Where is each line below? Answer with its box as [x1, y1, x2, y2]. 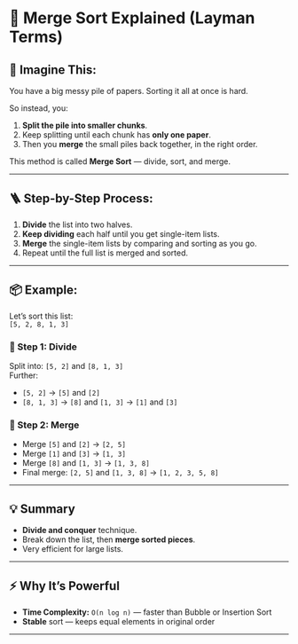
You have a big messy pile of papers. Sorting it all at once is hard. [9, 86, 248, 96]
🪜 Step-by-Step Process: [9, 191, 153, 207]
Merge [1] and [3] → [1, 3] [21, 448, 127, 459]
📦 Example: [9, 283, 78, 298]
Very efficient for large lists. [21, 544, 124, 554]
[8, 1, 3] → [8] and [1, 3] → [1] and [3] [21, 397, 178, 407]
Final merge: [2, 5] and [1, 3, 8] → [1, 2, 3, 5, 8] [21, 467, 219, 478]
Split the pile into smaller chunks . [21, 120, 148, 130]
